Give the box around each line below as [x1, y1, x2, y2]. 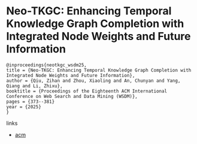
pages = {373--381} [6, 99, 55, 105]
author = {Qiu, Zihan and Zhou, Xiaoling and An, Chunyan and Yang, [6, 78, 181, 84]
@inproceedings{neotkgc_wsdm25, [6, 62, 87, 68]
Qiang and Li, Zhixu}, [6, 82, 63, 89]
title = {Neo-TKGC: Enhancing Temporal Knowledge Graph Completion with [6, 67, 192, 73]
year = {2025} [6, 103, 42, 110]
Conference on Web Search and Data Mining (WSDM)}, [6, 93, 138, 99]
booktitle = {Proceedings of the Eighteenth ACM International [6, 88, 168, 94]
